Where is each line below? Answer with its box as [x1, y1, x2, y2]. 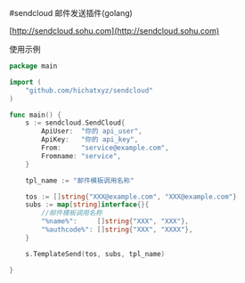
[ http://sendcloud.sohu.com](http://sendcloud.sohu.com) [9, 26, 220, 36]
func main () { [9, 110, 62, 119]
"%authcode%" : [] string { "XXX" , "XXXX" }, [41, 225, 193, 234]
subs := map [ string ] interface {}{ [25, 200, 150, 209]
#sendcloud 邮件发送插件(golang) [9, 8, 134, 18]
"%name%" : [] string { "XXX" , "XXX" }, [41, 217, 190, 226]
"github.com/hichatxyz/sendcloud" [25, 85, 153, 95]
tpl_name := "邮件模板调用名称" [25, 176, 135, 185]
